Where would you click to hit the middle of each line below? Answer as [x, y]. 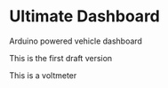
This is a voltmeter [43, 75]
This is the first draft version [61, 58]
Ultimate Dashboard [84, 16]
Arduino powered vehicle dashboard [76, 41]
